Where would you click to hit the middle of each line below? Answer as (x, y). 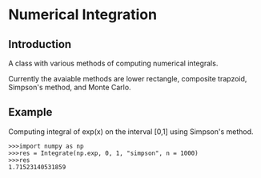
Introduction (40, 44)
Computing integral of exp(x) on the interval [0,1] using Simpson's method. (131, 131)
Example (30, 112)
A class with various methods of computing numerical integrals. (113, 63)
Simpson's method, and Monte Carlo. (70, 87)
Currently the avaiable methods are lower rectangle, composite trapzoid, (128, 79)
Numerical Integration (83, 15)
